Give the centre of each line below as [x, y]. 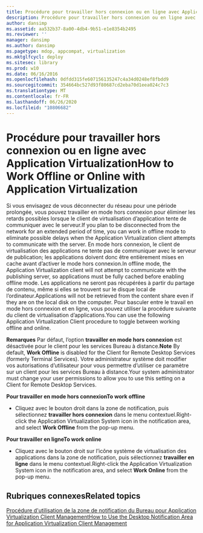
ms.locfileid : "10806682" [39, 108]
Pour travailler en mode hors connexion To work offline [76, 397]
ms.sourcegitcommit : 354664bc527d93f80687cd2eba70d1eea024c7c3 [88, 85]
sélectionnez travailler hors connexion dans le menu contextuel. [96, 415]
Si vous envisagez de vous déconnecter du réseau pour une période [92, 206]
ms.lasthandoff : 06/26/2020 [42, 102]
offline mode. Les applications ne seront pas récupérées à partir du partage [100, 283]
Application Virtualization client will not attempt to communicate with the [96, 270]
